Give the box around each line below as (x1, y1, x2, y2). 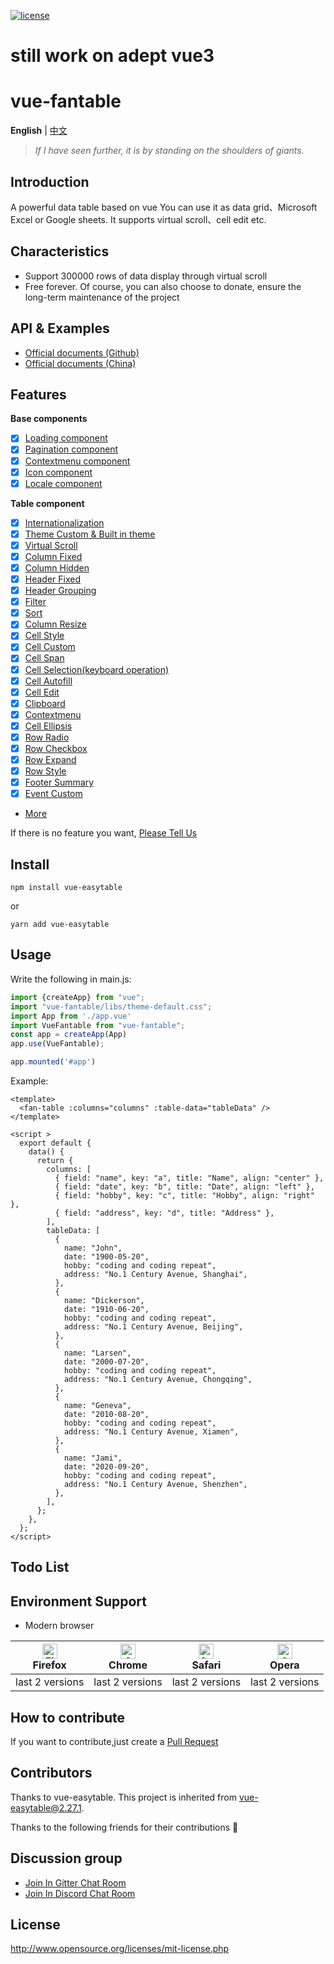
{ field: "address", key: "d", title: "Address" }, (54, 1208, 275, 1218)
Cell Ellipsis (24, 720, 73, 732)
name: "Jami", (63, 1453, 123, 1463)
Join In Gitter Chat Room (24, 1876, 127, 1889)
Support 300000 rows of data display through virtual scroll (24, 270, 268, 282)
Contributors (10, 1765, 93, 1782)
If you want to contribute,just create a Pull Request (10, 1736, 219, 1748)
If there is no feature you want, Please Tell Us (10, 827, 198, 839)
